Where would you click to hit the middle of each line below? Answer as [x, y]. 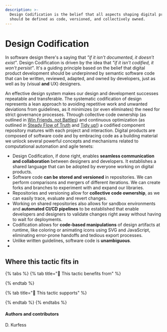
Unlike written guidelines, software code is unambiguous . [72, 241]
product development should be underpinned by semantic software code [80, 73]
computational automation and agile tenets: [49, 146]
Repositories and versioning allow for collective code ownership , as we [86, 193]
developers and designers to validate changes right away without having [87, 214]
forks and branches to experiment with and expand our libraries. [78, 188]
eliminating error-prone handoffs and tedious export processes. [78, 235]
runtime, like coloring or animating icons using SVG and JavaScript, [81, 230]
